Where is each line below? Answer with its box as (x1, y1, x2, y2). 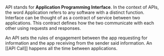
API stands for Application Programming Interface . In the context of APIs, (5, 4, 159, 10)
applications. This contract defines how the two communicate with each (5, 20, 154, 26)
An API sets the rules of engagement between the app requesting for (5, 35, 148, 41)
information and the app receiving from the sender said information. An (5, 40, 152, 46)
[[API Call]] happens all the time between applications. (5, 46, 118, 51)
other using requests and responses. (5, 25, 81, 31)
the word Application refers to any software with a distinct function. (5, 9, 144, 15)
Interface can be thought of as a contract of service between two (5, 15, 140, 20)
